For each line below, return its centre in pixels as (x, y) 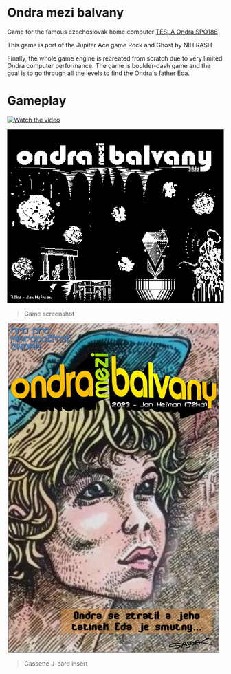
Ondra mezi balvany (66, 13)
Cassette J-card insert (56, 664)
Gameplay (37, 101)
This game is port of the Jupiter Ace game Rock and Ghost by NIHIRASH (110, 45)
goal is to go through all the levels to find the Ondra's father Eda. (99, 73)
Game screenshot (49, 314)
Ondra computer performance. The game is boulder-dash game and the (109, 65)
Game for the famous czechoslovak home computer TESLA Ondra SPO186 (113, 32)
